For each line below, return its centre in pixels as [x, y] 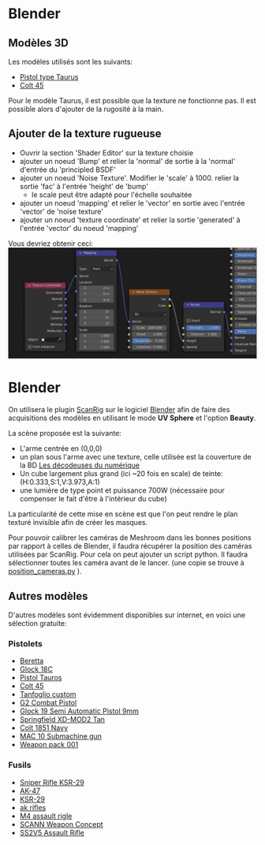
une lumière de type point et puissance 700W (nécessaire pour [122, 490]
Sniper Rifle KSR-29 [52, 782]
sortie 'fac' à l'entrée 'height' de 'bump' [84, 186]
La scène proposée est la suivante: [65, 434]
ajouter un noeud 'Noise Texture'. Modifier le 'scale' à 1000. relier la [129, 177]
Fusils [20, 765]
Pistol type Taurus [49, 77]
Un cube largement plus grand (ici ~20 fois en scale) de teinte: [121, 474]
